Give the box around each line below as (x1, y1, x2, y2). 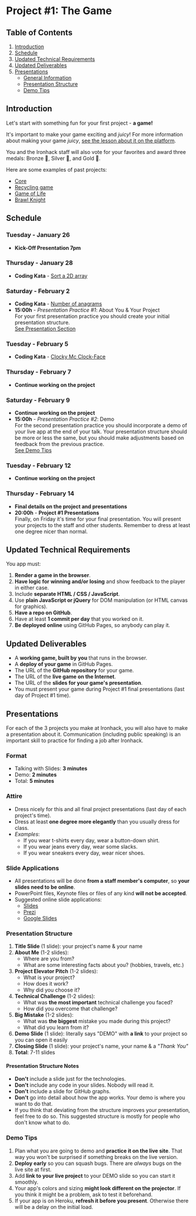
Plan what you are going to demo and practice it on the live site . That (14, 1147, 183, 1154)
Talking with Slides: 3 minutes (14, 765, 88, 772)
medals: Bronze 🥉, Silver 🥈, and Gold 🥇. (6, 155, 101, 162)
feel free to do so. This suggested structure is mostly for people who (14, 1113, 180, 1120)
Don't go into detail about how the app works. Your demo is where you (14, 1094, 185, 1101)
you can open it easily (14, 1036, 68, 1044)
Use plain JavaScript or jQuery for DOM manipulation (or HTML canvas (14, 597, 188, 604)
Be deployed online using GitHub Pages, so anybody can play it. (14, 622, 171, 629)
